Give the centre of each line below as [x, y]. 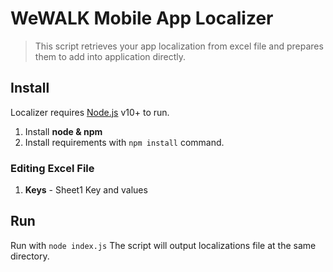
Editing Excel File [52, 168]
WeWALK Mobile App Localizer [142, 18]
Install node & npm [63, 131]
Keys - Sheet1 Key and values [86, 190]
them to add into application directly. [110, 56]
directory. [30, 256]
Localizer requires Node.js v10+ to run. [90, 112]
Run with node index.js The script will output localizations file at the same [163, 245]
